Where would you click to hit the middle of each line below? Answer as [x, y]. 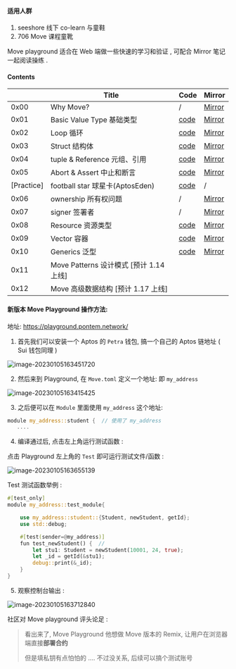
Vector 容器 [70, 239]
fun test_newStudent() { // [63, 543]
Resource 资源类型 [81, 225]
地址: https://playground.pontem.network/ [68, 326]
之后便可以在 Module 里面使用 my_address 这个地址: [90, 407]
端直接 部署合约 [46, 643]
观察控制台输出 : [41, 590]
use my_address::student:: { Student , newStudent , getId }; [105, 518]
